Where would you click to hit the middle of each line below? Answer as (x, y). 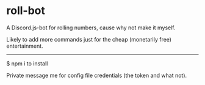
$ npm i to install (27, 63)
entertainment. (25, 46)
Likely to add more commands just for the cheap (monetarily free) (89, 39)
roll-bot (26, 11)
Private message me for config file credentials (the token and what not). (97, 75)
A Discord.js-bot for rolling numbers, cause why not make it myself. (91, 28)
